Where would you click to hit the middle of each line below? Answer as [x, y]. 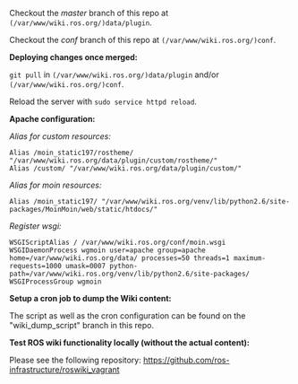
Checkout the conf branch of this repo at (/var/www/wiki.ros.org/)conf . [143, 40]
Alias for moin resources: [55, 185]
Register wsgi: [35, 226]
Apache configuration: [52, 119]
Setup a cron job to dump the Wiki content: [90, 298]
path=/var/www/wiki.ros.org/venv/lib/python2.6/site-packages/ [130, 274]
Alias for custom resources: [60, 136]
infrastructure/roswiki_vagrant [64, 370]
